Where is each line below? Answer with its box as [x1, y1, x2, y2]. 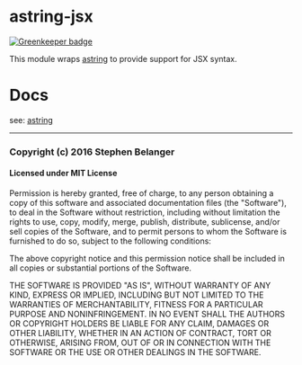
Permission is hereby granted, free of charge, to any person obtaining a [9, 188, 274, 199]
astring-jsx [9, 6, 94, 27]
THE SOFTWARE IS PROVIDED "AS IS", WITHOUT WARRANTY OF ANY [9, 280, 271, 290]
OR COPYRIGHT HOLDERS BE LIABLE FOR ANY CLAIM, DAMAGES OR [9, 318, 270, 329]
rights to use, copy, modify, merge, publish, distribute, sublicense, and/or [9, 217, 280, 227]
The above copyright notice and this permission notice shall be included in [9, 254, 285, 263]
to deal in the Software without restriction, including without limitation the [9, 207, 280, 218]
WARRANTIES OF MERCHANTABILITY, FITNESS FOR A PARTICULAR [9, 299, 263, 309]
